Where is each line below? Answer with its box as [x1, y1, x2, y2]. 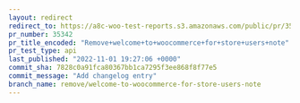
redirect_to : [8, 21, 57, 30]
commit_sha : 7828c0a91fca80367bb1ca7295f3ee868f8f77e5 [8, 64, 218, 73]
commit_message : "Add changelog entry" [8, 72, 158, 81]
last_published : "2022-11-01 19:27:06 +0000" [8, 55, 181, 64]
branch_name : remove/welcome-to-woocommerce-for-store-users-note [8, 80, 261, 89]
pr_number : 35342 [8, 30, 73, 39]
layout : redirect [8, 13, 73, 22]
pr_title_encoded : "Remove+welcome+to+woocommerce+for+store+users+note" [8, 38, 290, 47]
